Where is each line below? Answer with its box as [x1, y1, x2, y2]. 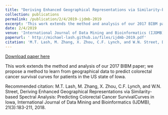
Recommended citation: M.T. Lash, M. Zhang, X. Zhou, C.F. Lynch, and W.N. [5, 83, 161, 89]
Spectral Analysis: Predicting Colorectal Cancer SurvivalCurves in [19, 94, 154, 100]
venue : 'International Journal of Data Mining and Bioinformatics [5, 30, 146, 35]
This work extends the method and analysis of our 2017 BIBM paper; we [5, 63, 153, 69]
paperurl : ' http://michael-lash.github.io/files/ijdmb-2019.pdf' [5, 35, 146, 40]
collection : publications [5, 12, 59, 17]
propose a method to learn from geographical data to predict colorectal [5, 68, 152, 74]
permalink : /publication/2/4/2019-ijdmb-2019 [5, 16, 101, 21]
